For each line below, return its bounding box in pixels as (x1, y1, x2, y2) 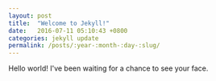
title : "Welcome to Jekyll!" (8, 19, 110, 27)
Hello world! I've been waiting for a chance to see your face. (8, 63, 209, 73)
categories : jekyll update (8, 34, 99, 43)
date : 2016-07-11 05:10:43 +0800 (8, 26, 128, 34)
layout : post (8, 11, 52, 20)
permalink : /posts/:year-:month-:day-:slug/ (8, 42, 160, 50)
